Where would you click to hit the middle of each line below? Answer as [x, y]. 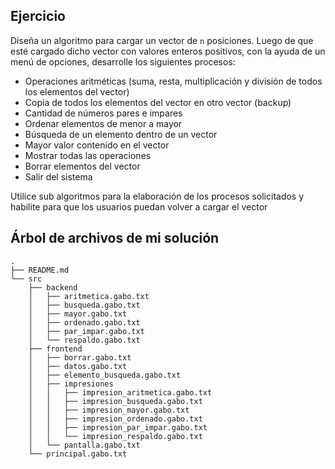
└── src [26, 279]
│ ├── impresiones [71, 384]
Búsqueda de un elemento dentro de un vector [121, 134]
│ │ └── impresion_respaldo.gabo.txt [115, 436]
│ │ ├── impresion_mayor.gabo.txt [109, 410]
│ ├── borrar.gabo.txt [80, 357]
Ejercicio [38, 16]
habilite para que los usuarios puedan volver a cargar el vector [139, 206]
